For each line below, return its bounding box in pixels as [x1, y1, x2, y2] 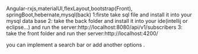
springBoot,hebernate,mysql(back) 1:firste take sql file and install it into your [6, 11, 192, 18]
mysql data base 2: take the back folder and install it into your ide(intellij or [6, 18, 188, 24]
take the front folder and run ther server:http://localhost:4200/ [6, 30, 158, 37]
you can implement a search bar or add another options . [6, 41, 145, 48]
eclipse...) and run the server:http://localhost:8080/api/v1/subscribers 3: [6, 23, 183, 31]
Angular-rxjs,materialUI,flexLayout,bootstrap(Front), [6, 5, 133, 12]
